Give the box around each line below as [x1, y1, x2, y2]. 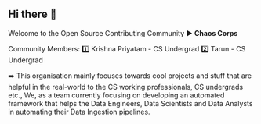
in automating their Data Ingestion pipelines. [8, 107, 150, 116]
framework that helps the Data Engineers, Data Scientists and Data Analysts [8, 98, 253, 108]
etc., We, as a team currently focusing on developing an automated [8, 90, 225, 100]
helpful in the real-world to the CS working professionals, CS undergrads [8, 82, 244, 91]
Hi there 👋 [8, 8, 57, 21]
